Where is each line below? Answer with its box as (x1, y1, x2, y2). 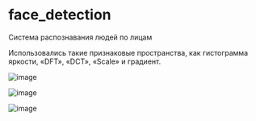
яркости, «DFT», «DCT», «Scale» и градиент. (8, 56, 162, 66)
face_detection (8, 6, 111, 24)
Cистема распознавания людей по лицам (8, 32, 153, 42)
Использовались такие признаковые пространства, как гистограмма (8, 48, 249, 57)
